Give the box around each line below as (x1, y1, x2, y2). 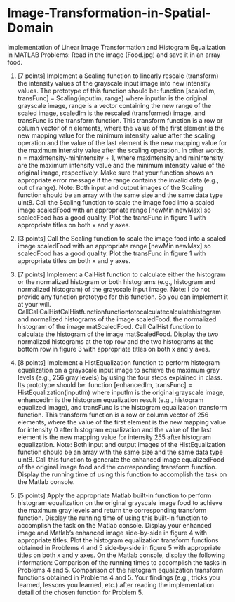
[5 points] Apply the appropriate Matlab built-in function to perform (17, 491, 212, 500)
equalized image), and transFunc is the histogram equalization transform (17, 403, 227, 411)
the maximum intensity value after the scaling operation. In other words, (17, 146, 226, 154)
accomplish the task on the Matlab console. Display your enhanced (17, 521, 212, 529)
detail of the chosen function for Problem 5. (17, 588, 144, 596)
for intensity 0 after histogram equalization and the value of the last (17, 425, 212, 434)
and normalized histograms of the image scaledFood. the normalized (17, 314, 217, 323)
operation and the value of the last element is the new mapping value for (17, 138, 227, 147)
